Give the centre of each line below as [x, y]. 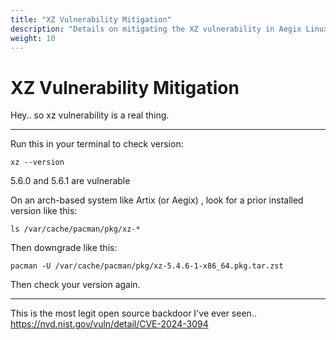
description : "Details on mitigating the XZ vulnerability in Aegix [156, 29]
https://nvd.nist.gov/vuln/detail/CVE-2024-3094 [109, 324]
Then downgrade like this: [64, 248]
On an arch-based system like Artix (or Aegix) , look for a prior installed [157, 200]
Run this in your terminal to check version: [97, 144]
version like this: [44, 211]
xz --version [37, 162]
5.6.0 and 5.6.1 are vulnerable [70, 181]
